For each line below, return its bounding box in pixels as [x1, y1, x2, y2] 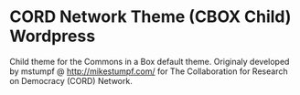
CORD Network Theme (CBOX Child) [9, 6, 292, 27]
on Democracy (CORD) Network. [9, 75, 133, 86]
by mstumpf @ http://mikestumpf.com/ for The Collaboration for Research [9, 66, 288, 77]
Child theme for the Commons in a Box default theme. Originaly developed [9, 56, 290, 67]
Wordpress [9, 26, 96, 47]
